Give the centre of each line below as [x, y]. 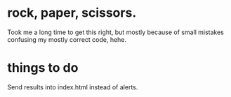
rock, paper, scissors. [72, 13]
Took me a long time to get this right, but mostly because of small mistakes [116, 32]
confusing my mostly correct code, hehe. [67, 39]
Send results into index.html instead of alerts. [73, 87]
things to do [43, 68]
